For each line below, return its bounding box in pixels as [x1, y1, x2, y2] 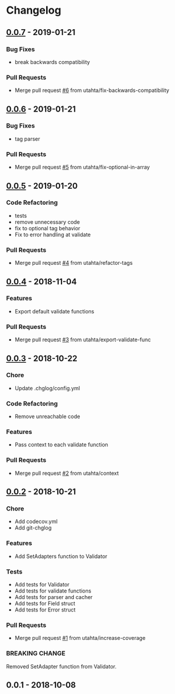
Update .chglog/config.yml [14, 384, 80, 392]
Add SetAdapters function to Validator [14, 553, 108, 560]
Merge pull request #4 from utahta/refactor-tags [14, 259, 133, 267]
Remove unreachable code [14, 413, 80, 420]
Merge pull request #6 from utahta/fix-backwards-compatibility [14, 87, 170, 94]
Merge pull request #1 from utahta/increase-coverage [14, 635, 146, 642]
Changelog [6, 4, 61, 17]
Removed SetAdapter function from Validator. [6, 663, 117, 670]
